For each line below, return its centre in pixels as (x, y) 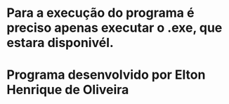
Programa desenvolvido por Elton (106, 75)
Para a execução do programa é (100, 13)
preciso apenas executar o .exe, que (115, 28)
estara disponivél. (60, 43)
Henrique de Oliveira (68, 90)
